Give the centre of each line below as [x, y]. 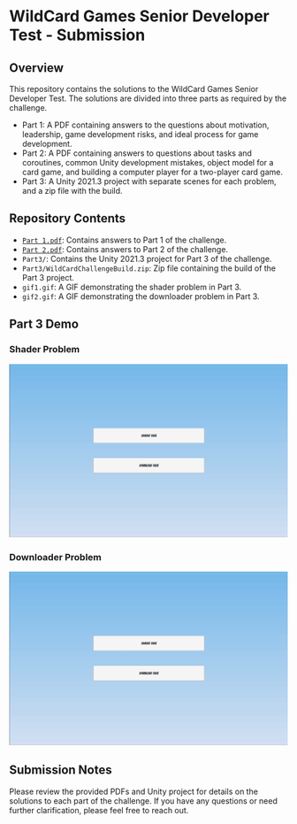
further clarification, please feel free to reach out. [99, 810]
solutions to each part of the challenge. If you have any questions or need [144, 801]
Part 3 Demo [44, 324]
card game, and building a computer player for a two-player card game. [152, 172]
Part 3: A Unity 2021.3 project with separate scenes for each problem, [149, 181]
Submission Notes [61, 770]
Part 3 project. [48, 277]
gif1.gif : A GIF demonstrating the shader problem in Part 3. [132, 287]
